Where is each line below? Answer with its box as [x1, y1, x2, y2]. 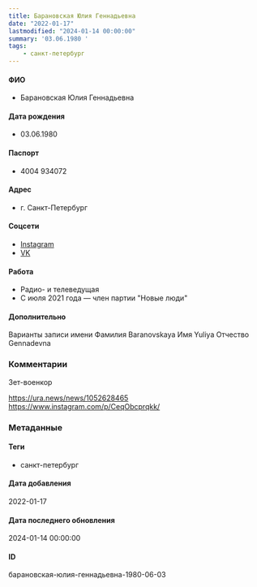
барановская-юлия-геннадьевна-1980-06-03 [8, 570, 166, 580]
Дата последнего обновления [8, 515, 115, 524]
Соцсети [8, 221, 40, 231]
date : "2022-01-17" [8, 19, 75, 28]
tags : [8, 42, 27, 50]
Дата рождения [8, 111, 65, 121]
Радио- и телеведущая [19, 285, 100, 295]
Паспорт [8, 148, 39, 158]
